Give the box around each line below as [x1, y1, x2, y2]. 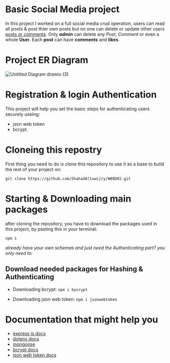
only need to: [5, 250, 33, 256]
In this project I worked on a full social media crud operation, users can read [5, 20, 165, 26]
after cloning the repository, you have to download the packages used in [5, 220, 157, 226]
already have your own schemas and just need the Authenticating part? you [5, 245, 165, 251]
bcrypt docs [12, 347, 39, 353]
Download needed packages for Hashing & [5, 265, 144, 274]
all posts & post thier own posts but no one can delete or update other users [5, 25, 165, 31]
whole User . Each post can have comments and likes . [5, 37, 120, 43]
